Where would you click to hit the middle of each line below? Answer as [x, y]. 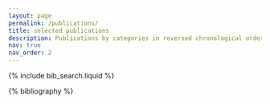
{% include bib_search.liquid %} [61, 76]
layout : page [30, 16]
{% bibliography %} [41, 91]
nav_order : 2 [30, 53]
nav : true [25, 46]
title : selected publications [59, 30]
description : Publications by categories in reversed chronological [125, 38]
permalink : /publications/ [53, 23]
